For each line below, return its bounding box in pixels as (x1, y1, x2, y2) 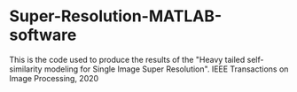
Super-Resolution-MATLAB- (9, 6, 223, 27)
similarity (9, 64, 43, 74)
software (9, 25, 77, 45)
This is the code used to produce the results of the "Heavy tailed (9, 54, 246, 65)
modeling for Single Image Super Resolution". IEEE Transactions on (43, 64, 289, 74)
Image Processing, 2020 (9, 73, 99, 83)
